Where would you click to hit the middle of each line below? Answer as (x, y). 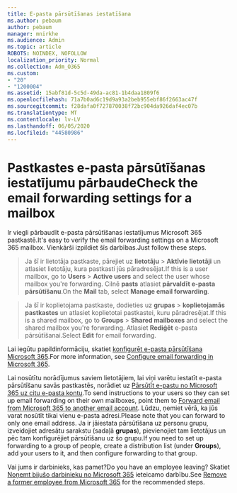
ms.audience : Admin (36, 40)
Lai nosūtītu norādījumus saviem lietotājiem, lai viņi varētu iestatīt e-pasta (115, 378)
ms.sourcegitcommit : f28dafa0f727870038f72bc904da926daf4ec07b (103, 106)
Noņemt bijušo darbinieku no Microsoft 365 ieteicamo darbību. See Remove (117, 475)
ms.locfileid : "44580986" (45, 133)
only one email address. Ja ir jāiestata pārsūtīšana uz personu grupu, (108, 423)
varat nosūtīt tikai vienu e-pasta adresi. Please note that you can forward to (116, 416)
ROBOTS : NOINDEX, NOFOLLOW (47, 54)
